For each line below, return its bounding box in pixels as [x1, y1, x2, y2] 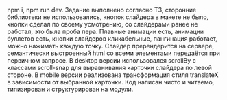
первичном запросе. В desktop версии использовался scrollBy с [7, 56, 197, 64]
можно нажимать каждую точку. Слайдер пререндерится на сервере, [7, 42, 215, 50]
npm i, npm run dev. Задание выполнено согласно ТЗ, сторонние [7, 6, 197, 14]
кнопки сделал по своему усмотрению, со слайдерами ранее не [7, 20, 198, 28]
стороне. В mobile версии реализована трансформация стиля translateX [7, 71, 219, 79]
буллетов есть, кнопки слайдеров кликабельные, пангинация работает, [7, 35, 218, 43]
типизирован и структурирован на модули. [7, 85, 134, 93]
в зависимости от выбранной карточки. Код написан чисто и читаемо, [7, 78, 215, 86]
